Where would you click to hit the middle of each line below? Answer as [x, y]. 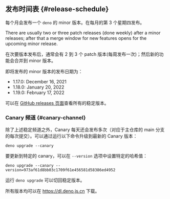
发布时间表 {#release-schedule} [57, 9]
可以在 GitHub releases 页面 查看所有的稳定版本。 [57, 103]
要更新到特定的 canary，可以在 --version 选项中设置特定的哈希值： [76, 156]
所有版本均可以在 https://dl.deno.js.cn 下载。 [52, 191]
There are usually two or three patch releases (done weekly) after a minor [83, 33]
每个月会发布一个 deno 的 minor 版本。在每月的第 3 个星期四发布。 [75, 23]
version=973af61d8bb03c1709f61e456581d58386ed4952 [60, 170]
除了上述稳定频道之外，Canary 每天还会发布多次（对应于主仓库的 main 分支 [85, 130]
